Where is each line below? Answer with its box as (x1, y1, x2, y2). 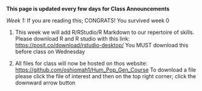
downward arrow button (15, 79, 76, 86)
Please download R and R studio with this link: (15, 35, 130, 42)
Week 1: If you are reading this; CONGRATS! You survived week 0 (6, 17, 170, 24)
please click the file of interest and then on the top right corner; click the (15, 73, 196, 79)
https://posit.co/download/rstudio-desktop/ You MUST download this (15, 42, 189, 49)
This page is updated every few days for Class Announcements (6, 5, 170, 12)
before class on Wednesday (15, 48, 86, 55)
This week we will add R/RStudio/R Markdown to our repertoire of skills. (15, 29, 195, 36)
